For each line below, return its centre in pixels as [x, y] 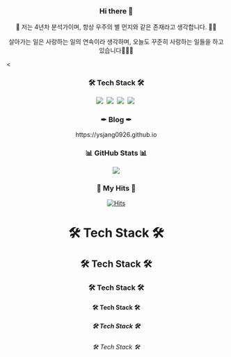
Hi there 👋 [116, 11]
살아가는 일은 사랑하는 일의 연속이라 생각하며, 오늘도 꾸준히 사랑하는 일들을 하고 [116, 42]
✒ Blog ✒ [116, 119]
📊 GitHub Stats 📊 [116, 153]
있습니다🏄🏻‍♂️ [116, 51]
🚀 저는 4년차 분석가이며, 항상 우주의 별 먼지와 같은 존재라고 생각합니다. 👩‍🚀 [116, 27]
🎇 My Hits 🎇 [116, 188]
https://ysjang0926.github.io [116, 134]
